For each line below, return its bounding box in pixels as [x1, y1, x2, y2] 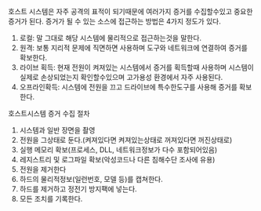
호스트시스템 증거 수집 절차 [8, 109, 90, 118]
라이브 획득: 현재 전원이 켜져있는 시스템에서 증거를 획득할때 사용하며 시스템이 [19, 63, 255, 72]
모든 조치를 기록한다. [19, 195, 83, 203]
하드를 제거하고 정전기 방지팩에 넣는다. [19, 184, 137, 194]
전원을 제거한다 [19, 165, 67, 174]
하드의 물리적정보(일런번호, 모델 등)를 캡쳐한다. [19, 175, 163, 184]
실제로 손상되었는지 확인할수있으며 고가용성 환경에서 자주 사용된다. [19, 73, 223, 82]
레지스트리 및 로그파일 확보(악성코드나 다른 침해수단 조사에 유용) [19, 155, 216, 164]
